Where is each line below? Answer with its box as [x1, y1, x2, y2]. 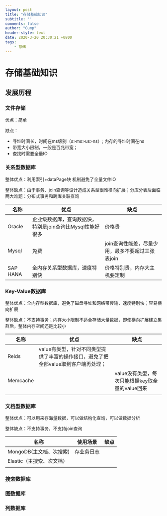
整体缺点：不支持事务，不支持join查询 [5, 426, 83, 431]
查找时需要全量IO [12, 150, 48, 157]
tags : [5, 40, 16, 45]
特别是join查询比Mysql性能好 [32, 223, 100, 230]
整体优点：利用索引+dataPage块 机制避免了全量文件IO [5, 176, 116, 182]
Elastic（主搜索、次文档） [7, 458, 68, 465]
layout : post [5, 7, 32, 12]
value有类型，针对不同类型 [39, 346, 101, 353]
